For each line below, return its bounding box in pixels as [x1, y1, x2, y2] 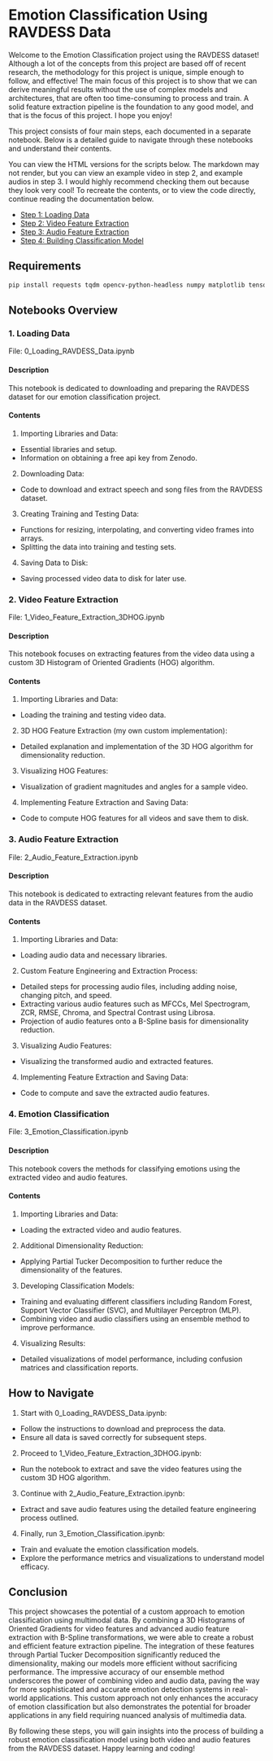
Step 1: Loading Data [19, 209, 90, 219]
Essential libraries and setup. [19, 444, 118, 453]
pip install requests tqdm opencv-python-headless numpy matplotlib [8, 281, 245, 289]
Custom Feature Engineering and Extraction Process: [19, 966, 198, 976]
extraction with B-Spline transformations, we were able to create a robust [8, 1632, 254, 1642]
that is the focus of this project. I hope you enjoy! [8, 110, 172, 120]
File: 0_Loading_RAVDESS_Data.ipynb [8, 346, 135, 356]
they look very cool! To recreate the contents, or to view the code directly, [8, 185, 256, 195]
